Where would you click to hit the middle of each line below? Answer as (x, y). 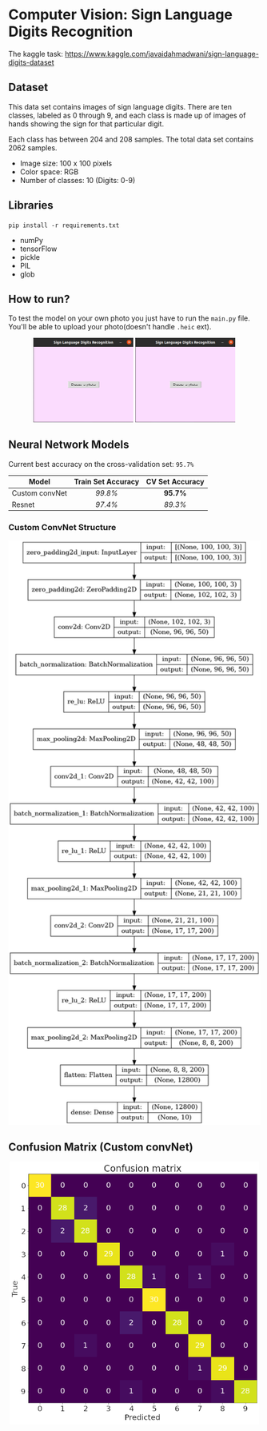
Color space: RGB (49, 171)
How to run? (39, 299)
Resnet (23, 504)
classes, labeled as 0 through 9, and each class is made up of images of (127, 115)
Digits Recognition (71, 32)
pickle (30, 257)
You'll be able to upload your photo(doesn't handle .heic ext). (110, 327)
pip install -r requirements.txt (64, 225)
